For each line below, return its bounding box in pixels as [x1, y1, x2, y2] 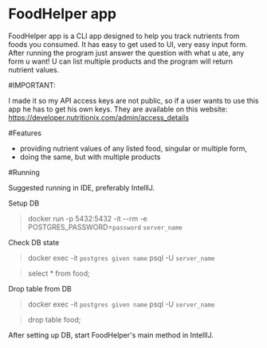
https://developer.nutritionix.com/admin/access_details [8, 112, 190, 122]
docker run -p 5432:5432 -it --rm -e [27, 213, 147, 223]
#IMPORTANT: [8, 80, 56, 90]
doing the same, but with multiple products [19, 152, 161, 162]
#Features [8, 128, 42, 138]
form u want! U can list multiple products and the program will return [8, 57, 234, 66]
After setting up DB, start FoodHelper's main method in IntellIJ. [8, 330, 214, 339]
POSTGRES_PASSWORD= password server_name [27, 222, 183, 232]
